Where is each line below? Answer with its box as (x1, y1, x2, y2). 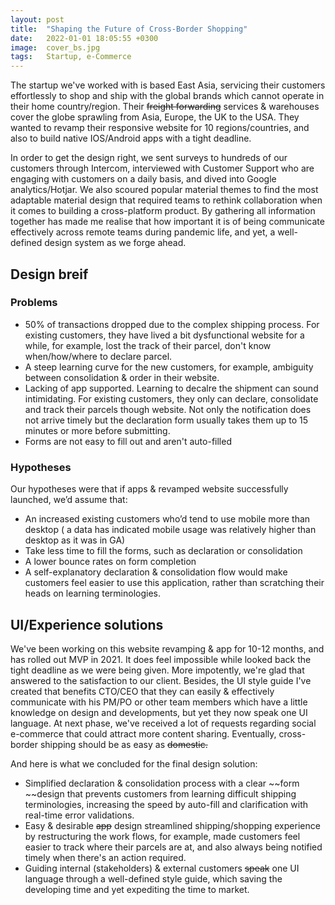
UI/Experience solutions (10, 616, 164, 633)
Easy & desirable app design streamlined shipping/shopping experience (24, 819, 321, 831)
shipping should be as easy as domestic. (39, 738, 208, 750)
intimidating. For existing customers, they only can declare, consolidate (24, 392, 319, 405)
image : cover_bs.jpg (10, 42, 101, 53)
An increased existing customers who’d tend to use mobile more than (24, 513, 311, 525)
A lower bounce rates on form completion (24, 556, 197, 568)
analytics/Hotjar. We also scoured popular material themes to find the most (10, 184, 319, 196)
